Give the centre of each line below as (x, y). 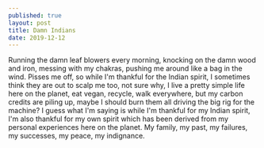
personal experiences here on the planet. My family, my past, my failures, (128, 127)
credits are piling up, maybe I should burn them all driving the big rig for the (132, 102)
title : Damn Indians (42, 30)
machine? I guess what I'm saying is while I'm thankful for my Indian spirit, (130, 111)
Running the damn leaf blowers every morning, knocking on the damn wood (132, 60)
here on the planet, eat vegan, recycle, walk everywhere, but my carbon (126, 94)
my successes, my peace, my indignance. (77, 136)
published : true (35, 15)
